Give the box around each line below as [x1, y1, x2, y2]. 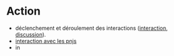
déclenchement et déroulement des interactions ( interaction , [15, 24, 168, 32]
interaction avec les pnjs [15, 37, 77, 44]
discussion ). [15, 30, 46, 38]
